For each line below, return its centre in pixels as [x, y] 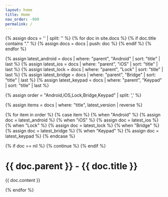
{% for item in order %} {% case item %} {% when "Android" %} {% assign [83, 115]
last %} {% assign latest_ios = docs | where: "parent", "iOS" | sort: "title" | [81, 64]
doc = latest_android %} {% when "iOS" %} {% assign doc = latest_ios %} [82, 120]
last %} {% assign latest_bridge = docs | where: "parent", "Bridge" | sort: [80, 75]
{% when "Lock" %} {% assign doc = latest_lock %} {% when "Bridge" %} [82, 125]
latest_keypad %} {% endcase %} [40, 136]
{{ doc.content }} [23, 180]
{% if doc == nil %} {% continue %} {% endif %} [56, 146]
